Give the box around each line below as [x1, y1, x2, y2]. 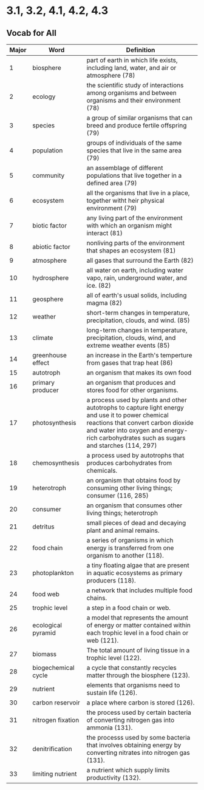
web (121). [86, 636, 119, 644]
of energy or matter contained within [86, 621, 191, 629]
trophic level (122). [86, 653, 141, 662]
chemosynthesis [32, 459, 80, 467]
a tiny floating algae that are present [86, 561, 189, 569]
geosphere [32, 295, 64, 303]
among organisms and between [86, 89, 177, 97]
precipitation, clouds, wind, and [86, 334, 176, 342]
